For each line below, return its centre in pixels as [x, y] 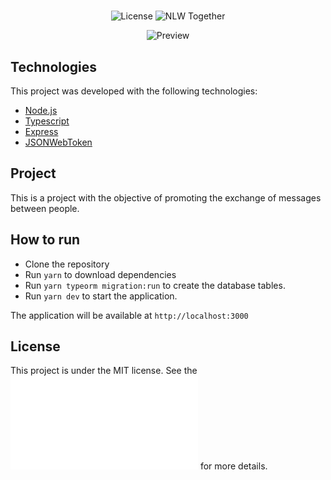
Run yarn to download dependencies [100, 274]
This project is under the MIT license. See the [104, 371]
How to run [45, 240]
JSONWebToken [58, 142]
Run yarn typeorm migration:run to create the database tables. [155, 285]
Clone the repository [67, 264]
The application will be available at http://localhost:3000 [129, 315]
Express [41, 131]
